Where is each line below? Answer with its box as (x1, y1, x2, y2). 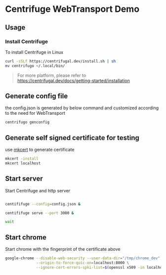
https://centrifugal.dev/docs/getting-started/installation (17, 78, 130, 84)
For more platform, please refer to (17, 72, 86, 78)
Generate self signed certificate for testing (5, 134, 140, 142)
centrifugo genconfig (5, 120, 50, 125)
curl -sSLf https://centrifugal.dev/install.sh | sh (5, 58, 116, 64)
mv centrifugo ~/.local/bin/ (5, 63, 65, 68)
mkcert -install (5, 156, 39, 161)
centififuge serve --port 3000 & (5, 210, 74, 216)
